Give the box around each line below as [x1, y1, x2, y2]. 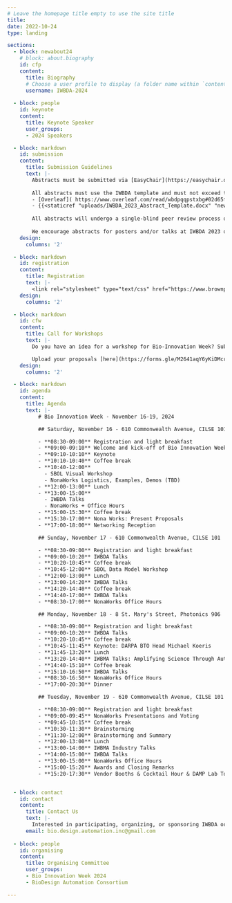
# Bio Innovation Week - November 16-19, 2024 [37, 413, 175, 420]
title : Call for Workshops [25, 330, 104, 338]
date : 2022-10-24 [7, 23, 57, 30]
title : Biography [25, 74, 76, 81]
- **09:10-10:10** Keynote [37, 451, 116, 458]
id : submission [19, 151, 64, 158]
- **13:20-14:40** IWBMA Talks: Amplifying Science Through [37, 655, 215, 662]
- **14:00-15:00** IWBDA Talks [37, 751, 128, 758]
